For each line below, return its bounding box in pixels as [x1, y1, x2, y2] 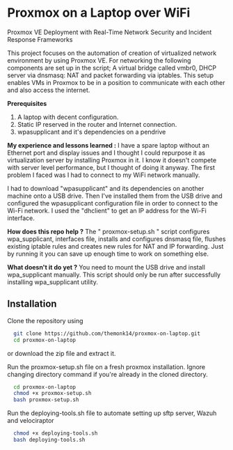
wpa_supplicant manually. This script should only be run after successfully [7, 270, 221, 279]
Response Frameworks [7, 35, 73, 43]
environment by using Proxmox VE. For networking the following [7, 56, 191, 64]
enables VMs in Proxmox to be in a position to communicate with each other [7, 78, 225, 86]
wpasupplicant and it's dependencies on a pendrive [17, 127, 166, 136]
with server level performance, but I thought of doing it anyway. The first [7, 163, 216, 171]
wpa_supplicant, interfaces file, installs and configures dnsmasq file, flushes [7, 235, 226, 243]
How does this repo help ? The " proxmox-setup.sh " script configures [7, 227, 210, 235]
